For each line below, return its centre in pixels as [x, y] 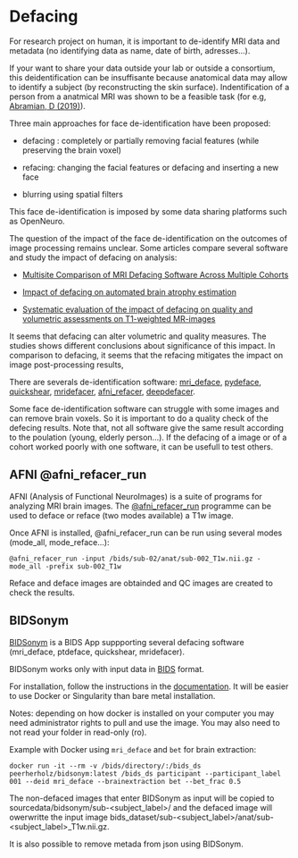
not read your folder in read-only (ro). [78, 732]
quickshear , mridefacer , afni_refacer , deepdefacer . [103, 391]
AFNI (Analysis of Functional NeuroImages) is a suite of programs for [136, 496]
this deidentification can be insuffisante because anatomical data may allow [149, 77]
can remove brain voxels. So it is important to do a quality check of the [139, 418]
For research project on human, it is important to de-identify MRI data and [145, 41]
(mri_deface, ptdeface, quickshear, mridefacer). [97, 652]
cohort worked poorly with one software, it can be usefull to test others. [141, 446]
